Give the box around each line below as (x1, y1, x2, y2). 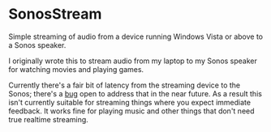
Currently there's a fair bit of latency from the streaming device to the (8, 80, 241, 90)
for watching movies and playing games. (8, 64, 144, 74)
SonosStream (8, 5, 102, 23)
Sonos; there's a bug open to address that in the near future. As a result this (8, 88, 262, 98)
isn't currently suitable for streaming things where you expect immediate (8, 97, 252, 107)
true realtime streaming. (8, 114, 89, 124)
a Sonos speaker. (8, 40, 67, 49)
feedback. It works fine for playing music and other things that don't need (8, 106, 255, 116)
